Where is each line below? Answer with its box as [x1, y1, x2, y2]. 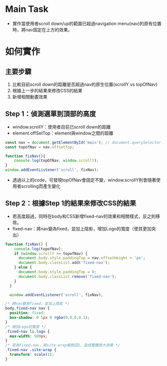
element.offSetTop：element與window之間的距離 [12, 130, 113, 136]
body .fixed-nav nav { [5, 306, 50, 311]
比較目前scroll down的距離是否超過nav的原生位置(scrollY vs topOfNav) [12, 81, 158, 87]
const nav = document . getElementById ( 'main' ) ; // [5, 140, 110, 145]
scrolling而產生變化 [21, 183, 61, 189]
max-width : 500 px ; [9, 334, 48, 339]
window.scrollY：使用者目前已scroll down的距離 [12, 124, 111, 130]
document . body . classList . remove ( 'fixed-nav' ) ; [18, 274, 117, 279]
